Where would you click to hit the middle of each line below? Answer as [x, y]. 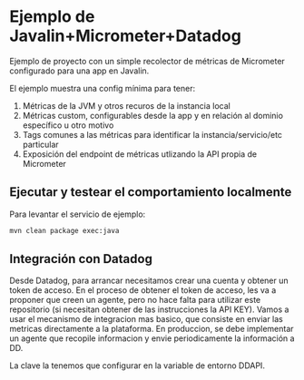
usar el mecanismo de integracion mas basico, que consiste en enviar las [147, 319]
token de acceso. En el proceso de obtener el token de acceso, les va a [143, 290]
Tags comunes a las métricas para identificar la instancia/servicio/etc [152, 134]
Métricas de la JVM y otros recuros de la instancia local [127, 105]
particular [40, 144]
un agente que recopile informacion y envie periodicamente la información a [152, 338]
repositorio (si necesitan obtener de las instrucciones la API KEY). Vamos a [149, 309]
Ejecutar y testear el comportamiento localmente [151, 192]
